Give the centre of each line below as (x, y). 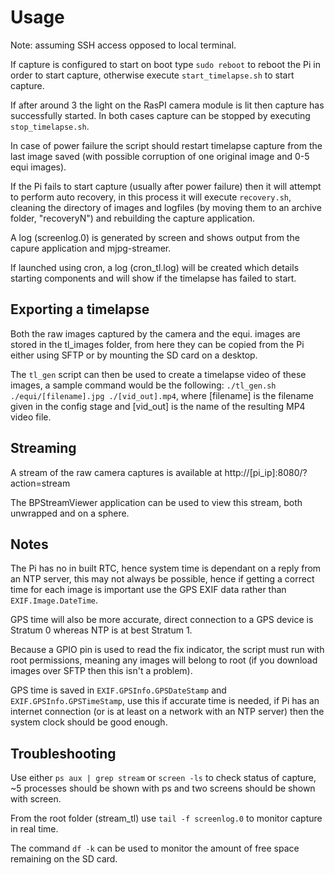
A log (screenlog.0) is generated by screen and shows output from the (155, 237)
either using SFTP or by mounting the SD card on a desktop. (134, 355)
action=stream (40, 483)
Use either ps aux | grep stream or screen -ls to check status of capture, (163, 778)
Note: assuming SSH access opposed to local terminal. (123, 45)
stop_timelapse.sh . (50, 126)
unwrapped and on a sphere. (70, 513)
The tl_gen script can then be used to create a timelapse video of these (158, 374)
